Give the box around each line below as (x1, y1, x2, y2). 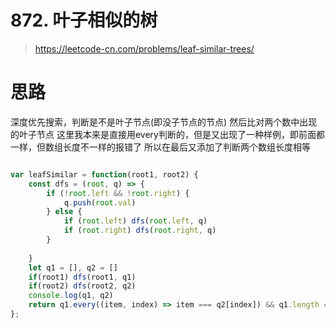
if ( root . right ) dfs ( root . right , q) (63, 226, 217, 236)
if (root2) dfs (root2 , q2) (28, 281, 137, 291)
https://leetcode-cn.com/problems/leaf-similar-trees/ (34, 42, 255, 55)
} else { (46, 207, 83, 217)
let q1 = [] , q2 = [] (28, 262, 118, 273)
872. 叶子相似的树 (10, 9, 158, 32)
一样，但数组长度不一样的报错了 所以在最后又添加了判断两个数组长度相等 (10, 141, 311, 153)
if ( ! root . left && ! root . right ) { (46, 188, 190, 198)
